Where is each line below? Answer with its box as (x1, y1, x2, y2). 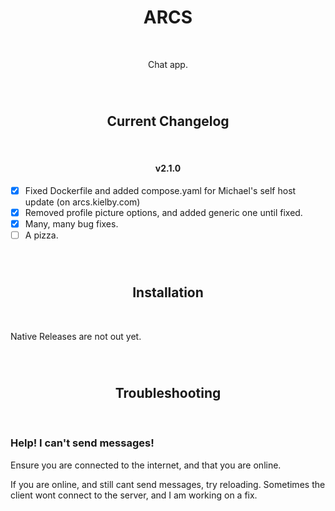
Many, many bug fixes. (24, 217, 119, 230)
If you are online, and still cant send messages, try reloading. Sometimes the (10, 478, 326, 490)
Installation (132, 284, 204, 301)
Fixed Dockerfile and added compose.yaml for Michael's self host (24, 184, 297, 196)
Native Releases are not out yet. (10, 330, 142, 342)
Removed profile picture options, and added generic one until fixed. (24, 206, 303, 218)
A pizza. (24, 229, 59, 241)
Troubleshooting (114, 384, 222, 401)
